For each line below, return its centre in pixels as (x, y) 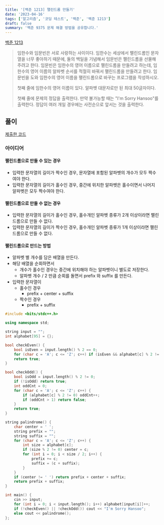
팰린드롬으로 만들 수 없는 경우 (33, 203)
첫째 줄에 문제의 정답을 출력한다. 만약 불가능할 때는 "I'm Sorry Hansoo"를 (88, 98)
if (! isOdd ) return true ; (41, 382)
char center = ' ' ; (34, 427)
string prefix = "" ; (35, 431)
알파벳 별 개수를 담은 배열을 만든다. (46, 257)
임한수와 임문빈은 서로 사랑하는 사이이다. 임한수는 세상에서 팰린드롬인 (83, 53)
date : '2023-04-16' (25, 14)
